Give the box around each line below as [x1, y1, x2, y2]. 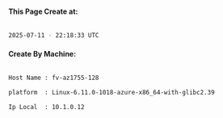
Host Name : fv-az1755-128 [8, 74, 99, 82]
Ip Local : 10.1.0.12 [8, 103, 85, 112]
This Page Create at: [8, 6, 78, 16]
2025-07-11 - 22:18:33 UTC [8, 32, 99, 40]
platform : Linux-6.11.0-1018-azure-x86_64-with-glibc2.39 [8, 89, 216, 97]
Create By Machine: [8, 48, 77, 58]
